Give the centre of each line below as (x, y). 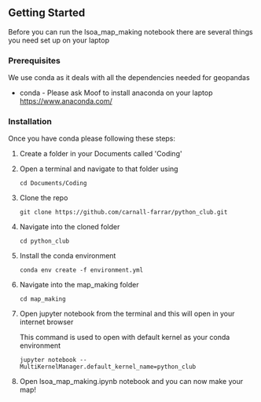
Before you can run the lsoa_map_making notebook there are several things (130, 31)
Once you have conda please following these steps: (92, 139)
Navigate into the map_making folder (79, 285)
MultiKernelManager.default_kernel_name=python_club (108, 367)
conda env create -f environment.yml (81, 270)
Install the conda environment (68, 256)
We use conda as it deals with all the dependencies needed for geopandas (129, 78)
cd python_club (44, 241)
